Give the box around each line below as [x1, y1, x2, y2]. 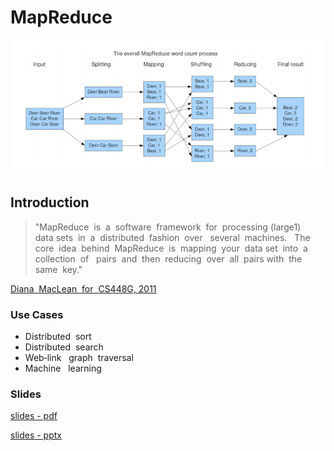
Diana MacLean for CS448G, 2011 [10, 282, 157, 295]
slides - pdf [10, 410, 58, 422]
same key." [34, 263, 83, 275]
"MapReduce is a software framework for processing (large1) [34, 221, 302, 233]
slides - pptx [10, 429, 62, 441]
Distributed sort [24, 331, 92, 343]
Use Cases [10, 307, 64, 321]
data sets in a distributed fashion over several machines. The [34, 231, 311, 243]
